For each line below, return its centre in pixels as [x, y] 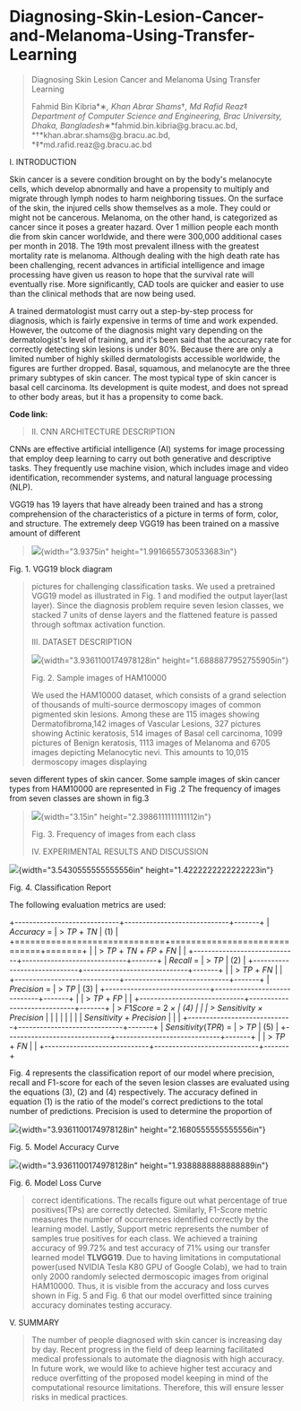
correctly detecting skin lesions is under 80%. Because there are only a [141, 349]
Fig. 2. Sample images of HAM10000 [99, 677]
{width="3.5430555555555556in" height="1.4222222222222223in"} [146, 870]
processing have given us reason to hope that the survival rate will [132, 274]
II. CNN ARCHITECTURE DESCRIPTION [103, 431]
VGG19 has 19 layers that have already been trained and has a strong [136, 504]
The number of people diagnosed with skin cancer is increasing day [157, 1339]
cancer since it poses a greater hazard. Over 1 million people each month [144, 227]
